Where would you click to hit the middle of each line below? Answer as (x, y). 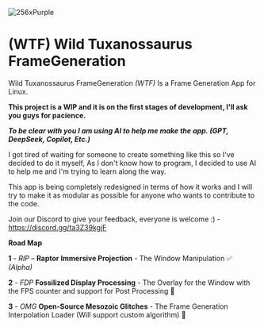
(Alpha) (21, 267)
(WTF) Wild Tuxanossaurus (100, 44)
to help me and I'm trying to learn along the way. (87, 171)
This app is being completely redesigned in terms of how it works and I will (130, 187)
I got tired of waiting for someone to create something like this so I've (122, 154)
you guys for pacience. (47, 115)
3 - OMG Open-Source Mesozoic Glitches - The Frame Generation (118, 306)
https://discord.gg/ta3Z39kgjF (57, 227)
